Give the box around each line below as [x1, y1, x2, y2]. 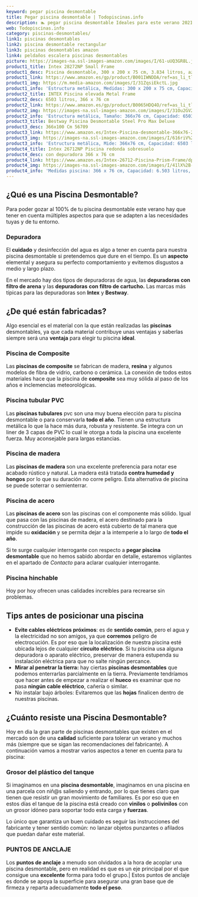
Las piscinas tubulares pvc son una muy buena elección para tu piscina [6, 409, 181, 417]
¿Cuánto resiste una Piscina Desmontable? [6, 713, 167, 723]
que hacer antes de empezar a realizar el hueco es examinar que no [14, 677, 181, 684]
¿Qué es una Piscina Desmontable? [6, 190, 138, 200]
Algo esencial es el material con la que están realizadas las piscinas [6, 321, 172, 329]
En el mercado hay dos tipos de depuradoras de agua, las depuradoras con [6, 277, 190, 284]
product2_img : [6, 108, 41, 113]
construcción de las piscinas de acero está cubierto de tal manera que [6, 522, 177, 529]
